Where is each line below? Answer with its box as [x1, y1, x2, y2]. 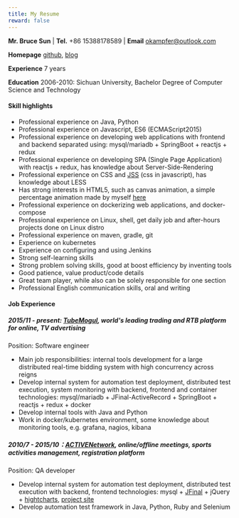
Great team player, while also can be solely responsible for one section [18, 276, 226, 284]
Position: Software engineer [8, 342, 90, 350]
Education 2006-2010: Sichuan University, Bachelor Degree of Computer [8, 77, 223, 86]
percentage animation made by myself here [18, 193, 147, 201]
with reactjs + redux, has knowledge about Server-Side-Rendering [18, 163, 214, 171]
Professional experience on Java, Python [18, 117, 139, 126]
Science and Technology [8, 85, 81, 94]
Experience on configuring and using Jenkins [18, 246, 152, 254]
